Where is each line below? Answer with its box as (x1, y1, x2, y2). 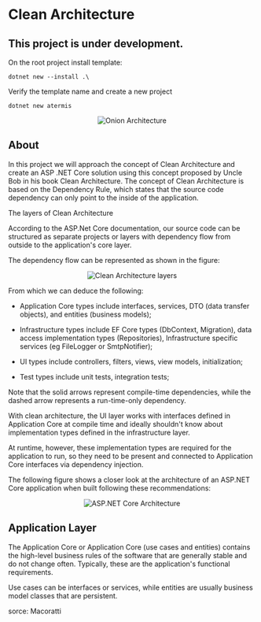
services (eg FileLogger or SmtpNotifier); (19, 341, 153, 351)
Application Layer (8, 521, 97, 535)
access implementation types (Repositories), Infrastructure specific (19, 333, 238, 342)
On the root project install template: (8, 57, 123, 67)
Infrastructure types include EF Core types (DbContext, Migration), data (19, 324, 252, 334)
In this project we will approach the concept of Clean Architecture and (8, 159, 236, 168)
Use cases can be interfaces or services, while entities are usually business (8, 583, 253, 592)
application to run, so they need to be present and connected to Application (8, 451, 253, 461)
